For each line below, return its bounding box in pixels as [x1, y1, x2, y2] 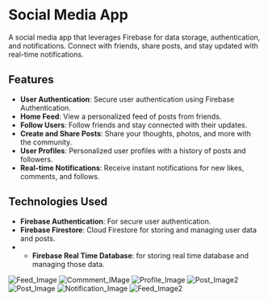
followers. [19, 154, 53, 164]
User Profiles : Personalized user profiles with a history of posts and [19, 145, 246, 155]
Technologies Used [8, 195, 107, 209]
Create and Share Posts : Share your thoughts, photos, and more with [19, 128, 252, 138]
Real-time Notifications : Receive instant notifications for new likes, [19, 163, 245, 173]
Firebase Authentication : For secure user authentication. [19, 216, 211, 226]
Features [8, 73, 54, 86]
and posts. [19, 233, 56, 243]
